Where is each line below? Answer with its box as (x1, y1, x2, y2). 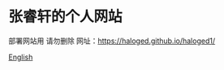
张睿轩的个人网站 (8, 7, 123, 26)
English (8, 52, 33, 62)
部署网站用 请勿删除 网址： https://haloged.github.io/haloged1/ (8, 36, 216, 46)
